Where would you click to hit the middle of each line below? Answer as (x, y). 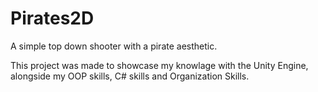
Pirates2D (52, 18)
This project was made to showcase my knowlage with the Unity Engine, (159, 65)
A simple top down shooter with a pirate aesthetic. (114, 46)
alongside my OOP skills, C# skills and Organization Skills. (130, 76)
